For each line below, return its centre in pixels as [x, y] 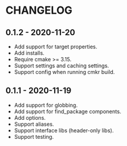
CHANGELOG [39, 10]
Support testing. [34, 136]
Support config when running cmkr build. [64, 72]
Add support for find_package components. [68, 111]
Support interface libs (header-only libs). [64, 130]
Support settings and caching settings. [61, 66]
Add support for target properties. [55, 46]
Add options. [30, 117]
